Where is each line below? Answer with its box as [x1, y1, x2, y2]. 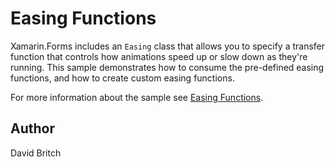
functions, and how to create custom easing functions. [10, 72, 235, 84]
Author [10, 120, 55, 137]
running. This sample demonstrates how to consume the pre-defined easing [10, 61, 325, 73]
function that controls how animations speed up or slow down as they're [10, 50, 308, 62]
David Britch [10, 147, 62, 159]
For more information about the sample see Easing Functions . [10, 91, 264, 103]
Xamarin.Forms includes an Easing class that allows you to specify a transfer [10, 40, 326, 52]
